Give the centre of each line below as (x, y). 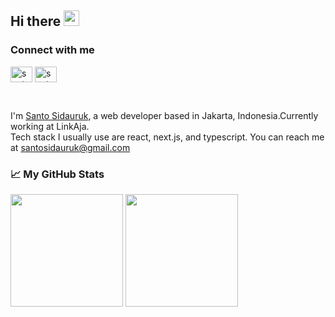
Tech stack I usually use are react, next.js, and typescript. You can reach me (167, 137)
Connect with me (52, 50)
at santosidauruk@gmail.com (70, 147)
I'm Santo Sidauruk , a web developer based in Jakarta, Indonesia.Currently (164, 115)
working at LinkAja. (50, 126)
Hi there (36, 21)
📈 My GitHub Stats (57, 174)
